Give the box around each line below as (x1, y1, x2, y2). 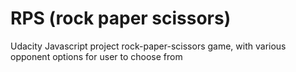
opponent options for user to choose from (10, 50, 183, 62)
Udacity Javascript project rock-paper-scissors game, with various (10, 40, 287, 52)
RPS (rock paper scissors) (10, 7, 232, 30)
